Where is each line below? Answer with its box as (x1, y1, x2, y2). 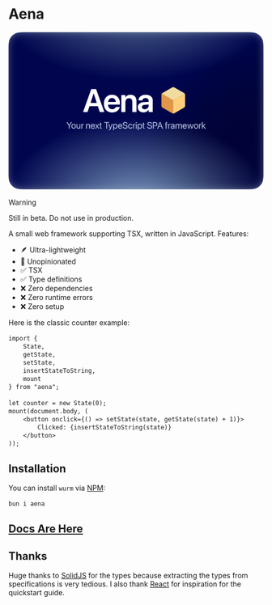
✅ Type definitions (19, 274, 83, 284)
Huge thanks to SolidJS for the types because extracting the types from (8, 571, 249, 581)
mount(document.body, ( (8, 408, 89, 416)
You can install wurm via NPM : (8, 483, 106, 493)
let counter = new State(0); (8, 400, 107, 408)
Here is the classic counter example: (8, 318, 130, 328)
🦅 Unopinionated (19, 256, 77, 267)
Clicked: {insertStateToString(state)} (37, 424, 172, 432)
